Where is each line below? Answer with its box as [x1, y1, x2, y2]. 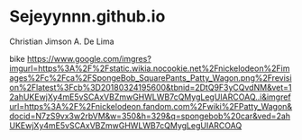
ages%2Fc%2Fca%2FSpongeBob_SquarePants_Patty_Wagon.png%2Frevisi [9, 72, 292, 83]
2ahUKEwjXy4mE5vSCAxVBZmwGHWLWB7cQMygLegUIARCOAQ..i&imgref [9, 92, 291, 102]
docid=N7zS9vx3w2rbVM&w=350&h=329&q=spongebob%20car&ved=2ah [9, 110, 291, 121]
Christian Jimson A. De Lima [9, 36, 114, 47]
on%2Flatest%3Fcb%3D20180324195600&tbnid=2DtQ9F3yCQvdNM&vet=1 [9, 82, 292, 92]
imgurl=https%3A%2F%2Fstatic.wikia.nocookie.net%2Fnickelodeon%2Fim [9, 63, 290, 74]
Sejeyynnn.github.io [9, 6, 166, 27]
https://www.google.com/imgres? [26, 53, 151, 64]
